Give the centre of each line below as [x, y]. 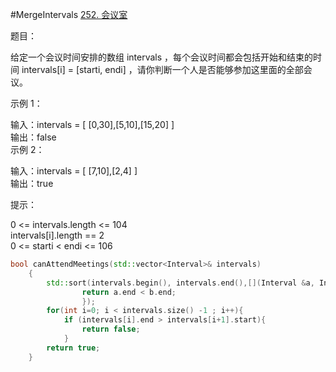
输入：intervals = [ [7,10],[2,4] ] [74, 171]
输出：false [33, 137]
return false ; [111, 329]
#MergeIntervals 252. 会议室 [69, 14]
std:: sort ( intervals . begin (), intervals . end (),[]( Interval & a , [180, 283]
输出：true [32, 183]
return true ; [73, 348]
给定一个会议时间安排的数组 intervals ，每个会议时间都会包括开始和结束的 [162, 57]
